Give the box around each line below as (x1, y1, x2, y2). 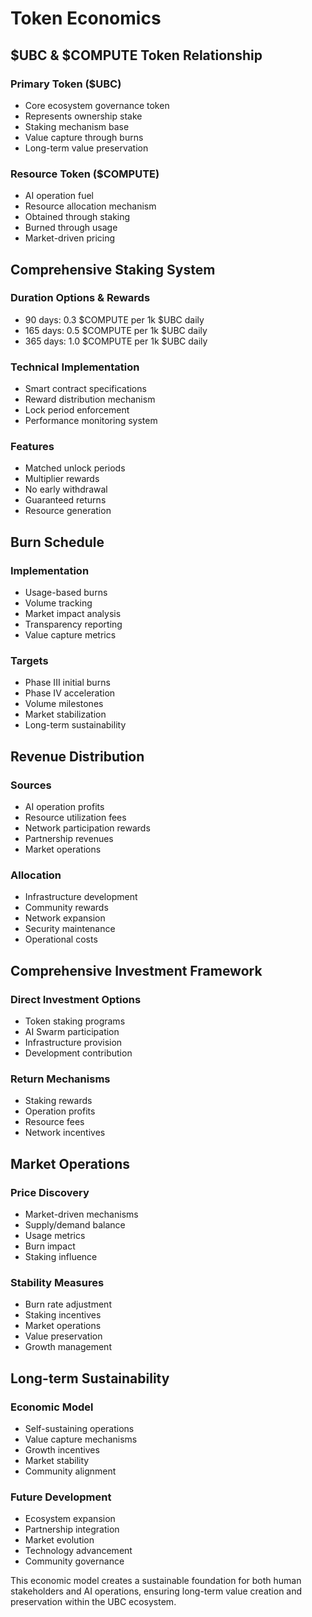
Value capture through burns (24, 131, 144, 143)
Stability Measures (10, 1276, 105, 1290)
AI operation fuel (24, 190, 95, 202)
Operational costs (24, 933, 98, 946)
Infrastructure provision (24, 1037, 123, 1049)
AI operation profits (24, 801, 105, 813)
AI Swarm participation (24, 1026, 120, 1038)
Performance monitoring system (24, 415, 158, 427)
